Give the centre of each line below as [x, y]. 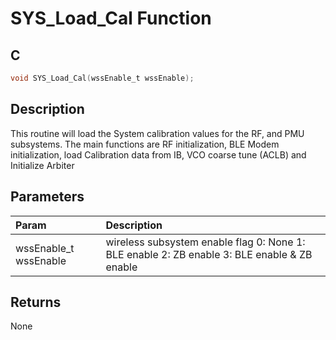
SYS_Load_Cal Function [111, 18]
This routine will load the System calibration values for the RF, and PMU [157, 133]
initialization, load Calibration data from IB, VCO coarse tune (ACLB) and [158, 154]
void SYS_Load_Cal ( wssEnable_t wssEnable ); [102, 78]
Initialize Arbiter [42, 165]
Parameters [47, 197]
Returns [36, 302]
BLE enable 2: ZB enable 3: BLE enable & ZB [209, 254]
